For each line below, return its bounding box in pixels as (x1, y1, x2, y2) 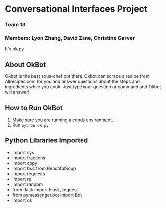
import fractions (12, 155, 46, 161)
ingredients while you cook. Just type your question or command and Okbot (5, 84, 161, 90)
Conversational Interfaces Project (5, 3, 148, 15)
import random (12, 181, 43, 187)
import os (12, 197, 32, 203)
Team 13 (5, 21, 26, 28)
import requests (12, 170, 45, 177)
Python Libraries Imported (5, 137, 88, 145)
